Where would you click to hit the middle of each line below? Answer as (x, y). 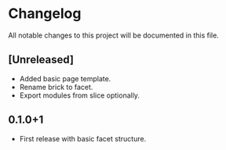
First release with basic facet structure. (83, 138)
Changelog (45, 14)
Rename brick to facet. (56, 87)
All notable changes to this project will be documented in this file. (114, 35)
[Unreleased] (41, 60)
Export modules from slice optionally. (79, 95)
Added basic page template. (65, 78)
